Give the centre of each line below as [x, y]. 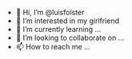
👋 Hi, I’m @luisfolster [50, 12]
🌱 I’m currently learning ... [58, 29]
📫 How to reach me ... [53, 47]
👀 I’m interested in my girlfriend [68, 21]
